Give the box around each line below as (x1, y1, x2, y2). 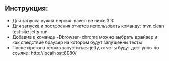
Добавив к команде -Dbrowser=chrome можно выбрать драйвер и (12, 34, 157, 40)
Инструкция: (5, 4, 49, 13)
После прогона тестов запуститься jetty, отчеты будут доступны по (12, 44, 159, 50)
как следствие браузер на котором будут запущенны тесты (12, 39, 143, 45)
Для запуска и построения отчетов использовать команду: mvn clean (12, 23, 164, 29)
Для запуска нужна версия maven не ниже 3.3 (12, 17, 114, 23)
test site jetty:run (12, 28, 48, 35)
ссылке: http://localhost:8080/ (12, 50, 77, 56)
